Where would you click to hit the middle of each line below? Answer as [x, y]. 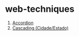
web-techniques [40, 9]
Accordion [23, 23]
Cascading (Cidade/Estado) [40, 28]
